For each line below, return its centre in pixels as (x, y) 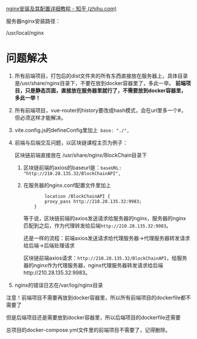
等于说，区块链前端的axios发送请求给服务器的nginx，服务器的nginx (105, 218)
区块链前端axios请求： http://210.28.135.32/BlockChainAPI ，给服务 (105, 258)
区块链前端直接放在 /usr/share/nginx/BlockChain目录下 (81, 155)
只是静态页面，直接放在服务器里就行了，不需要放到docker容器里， (106, 90)
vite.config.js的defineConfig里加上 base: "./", (72, 130)
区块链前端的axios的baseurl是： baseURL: (72, 167)
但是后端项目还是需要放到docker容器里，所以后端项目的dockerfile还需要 (93, 317)
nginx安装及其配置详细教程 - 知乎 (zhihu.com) (62, 9)
